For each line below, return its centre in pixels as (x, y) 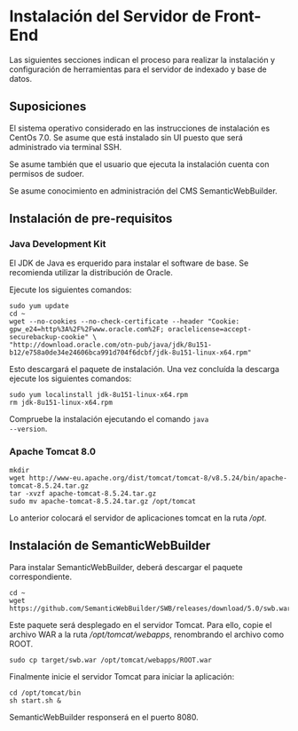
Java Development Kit (58, 244)
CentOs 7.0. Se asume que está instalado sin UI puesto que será (126, 137)
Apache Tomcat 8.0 (52, 452)
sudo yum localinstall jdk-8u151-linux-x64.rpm (99, 395)
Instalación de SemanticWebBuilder (110, 546)
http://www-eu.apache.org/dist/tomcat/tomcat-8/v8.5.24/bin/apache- (158, 478)
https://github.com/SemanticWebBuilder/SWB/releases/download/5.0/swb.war (150, 608)
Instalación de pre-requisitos (91, 219)
